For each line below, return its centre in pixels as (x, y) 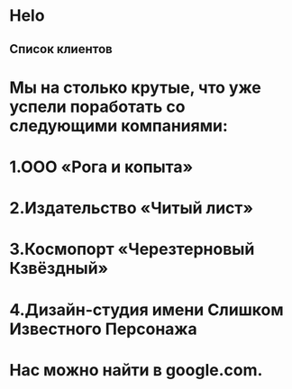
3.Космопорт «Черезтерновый (132, 249)
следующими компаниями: (119, 126)
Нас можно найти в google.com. (136, 370)
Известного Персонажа (103, 329)
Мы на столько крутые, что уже (135, 87)
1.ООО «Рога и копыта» (101, 167)
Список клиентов (61, 49)
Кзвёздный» (59, 269)
